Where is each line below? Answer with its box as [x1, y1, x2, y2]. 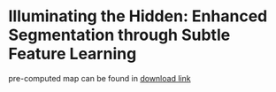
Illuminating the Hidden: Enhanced [8, 6, 268, 27]
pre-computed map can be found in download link [8, 73, 191, 83]
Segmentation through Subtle [8, 25, 231, 45]
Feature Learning [8, 44, 137, 64]
